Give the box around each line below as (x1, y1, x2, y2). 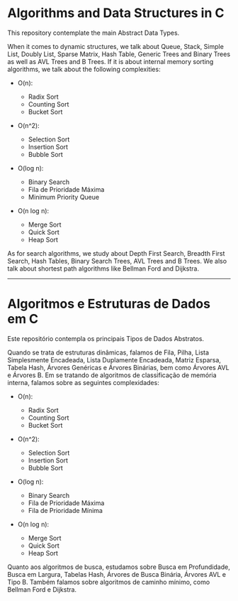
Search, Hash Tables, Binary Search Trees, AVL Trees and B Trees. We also (7, 256, 227, 265)
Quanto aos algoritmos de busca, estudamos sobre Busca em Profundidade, (7, 563, 230, 571)
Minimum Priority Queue (28, 193, 100, 201)
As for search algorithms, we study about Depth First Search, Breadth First (7, 249, 225, 257)
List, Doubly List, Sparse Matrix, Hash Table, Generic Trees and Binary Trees (7, 50, 231, 58)
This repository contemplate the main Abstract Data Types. (7, 28, 180, 37)
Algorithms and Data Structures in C (7, 5, 225, 21)
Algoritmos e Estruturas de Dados (7, 296, 211, 312)
